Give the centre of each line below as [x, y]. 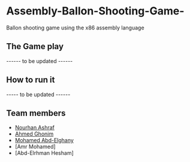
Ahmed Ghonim [34, 134]
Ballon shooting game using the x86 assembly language [76, 28]
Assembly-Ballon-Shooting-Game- [95, 11]
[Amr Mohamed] [35, 147]
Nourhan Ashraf [35, 128]
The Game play [35, 46]
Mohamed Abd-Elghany [44, 140]
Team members [36, 113]
